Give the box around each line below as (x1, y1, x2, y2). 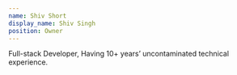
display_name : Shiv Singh (8, 19, 95, 27)
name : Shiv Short (8, 11, 67, 20)
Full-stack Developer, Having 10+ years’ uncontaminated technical (8, 49, 229, 59)
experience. (8, 57, 49, 67)
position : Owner (8, 27, 63, 35)
